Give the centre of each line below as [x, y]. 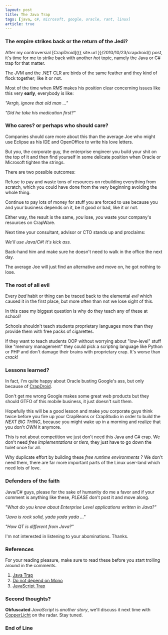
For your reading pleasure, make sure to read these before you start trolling [83, 560]
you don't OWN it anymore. [33, 427]
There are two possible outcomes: [40, 172]
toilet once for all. [23, 448]
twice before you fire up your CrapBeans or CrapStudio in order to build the [83, 417]
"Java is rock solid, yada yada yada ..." [45, 517]
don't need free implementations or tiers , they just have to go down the [78, 442]
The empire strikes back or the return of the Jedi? [67, 42]
